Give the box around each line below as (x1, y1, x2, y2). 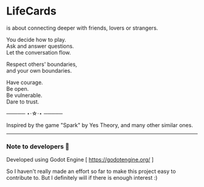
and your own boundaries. (6, 67, 72, 74)
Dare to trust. (6, 98, 39, 105)
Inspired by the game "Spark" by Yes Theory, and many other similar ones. (6, 121, 193, 128)
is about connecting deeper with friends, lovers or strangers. (6, 24, 158, 31)
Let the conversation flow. (6, 48, 72, 56)
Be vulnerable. (6, 91, 42, 99)
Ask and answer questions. (6, 42, 74, 50)
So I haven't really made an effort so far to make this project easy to (6, 168, 176, 175)
